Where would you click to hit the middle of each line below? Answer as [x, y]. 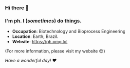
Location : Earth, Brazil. [35, 36]
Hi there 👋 [17, 8]
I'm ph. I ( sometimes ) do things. [43, 20]
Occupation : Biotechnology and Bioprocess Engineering [69, 32]
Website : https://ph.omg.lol [40, 42]
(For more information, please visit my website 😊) [55, 51]
